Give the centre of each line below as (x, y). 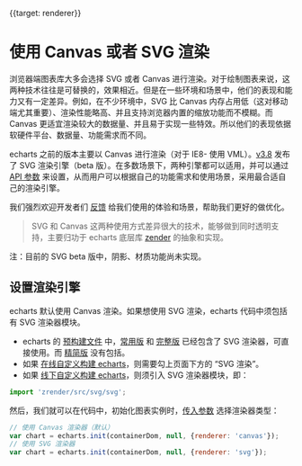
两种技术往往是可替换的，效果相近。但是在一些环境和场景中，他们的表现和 (147, 90)
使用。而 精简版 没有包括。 (80, 352)
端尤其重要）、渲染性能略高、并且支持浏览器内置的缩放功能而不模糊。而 (141, 112)
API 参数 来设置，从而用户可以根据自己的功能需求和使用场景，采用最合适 (144, 176)
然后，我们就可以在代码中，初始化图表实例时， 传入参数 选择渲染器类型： (144, 410)
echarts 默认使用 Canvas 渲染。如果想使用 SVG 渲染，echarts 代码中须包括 (148, 310)
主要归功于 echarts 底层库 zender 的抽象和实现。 (138, 237)
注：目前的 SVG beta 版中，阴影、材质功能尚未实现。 (108, 256)
